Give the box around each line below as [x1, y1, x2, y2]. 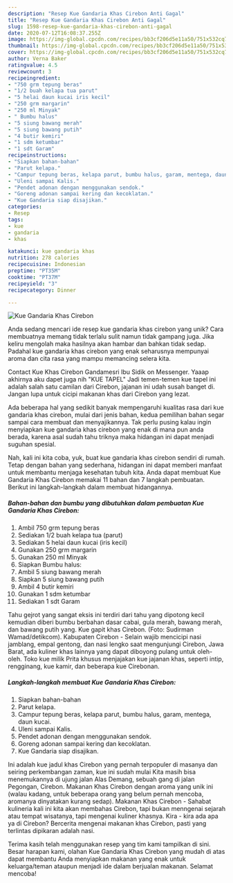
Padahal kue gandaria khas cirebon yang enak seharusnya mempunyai [8, 347, 209, 355]
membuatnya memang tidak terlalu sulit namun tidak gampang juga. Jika [8, 332, 214, 341]
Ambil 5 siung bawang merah [17, 568, 102, 576]
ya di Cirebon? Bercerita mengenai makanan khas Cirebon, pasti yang [8, 819, 207, 828]
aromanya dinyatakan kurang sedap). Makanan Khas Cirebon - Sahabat [8, 797, 212, 805]
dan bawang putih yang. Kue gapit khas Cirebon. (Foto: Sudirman [8, 625, 194, 634]
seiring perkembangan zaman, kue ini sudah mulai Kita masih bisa [8, 768, 196, 776]
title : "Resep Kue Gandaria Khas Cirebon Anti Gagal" [8, 17, 167, 24]
